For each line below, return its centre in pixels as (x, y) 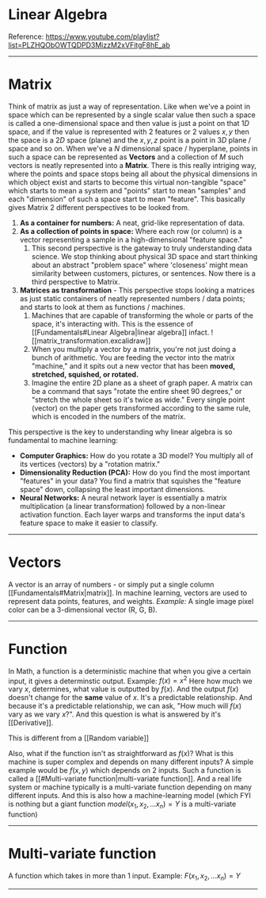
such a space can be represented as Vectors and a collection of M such (126, 157)
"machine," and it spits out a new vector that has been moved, (133, 365)
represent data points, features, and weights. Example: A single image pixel (131, 601)
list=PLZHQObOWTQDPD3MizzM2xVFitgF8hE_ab (89, 44)
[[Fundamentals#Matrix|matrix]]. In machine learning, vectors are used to (128, 593)
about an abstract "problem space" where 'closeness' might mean (140, 265)
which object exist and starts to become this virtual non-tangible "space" (127, 182)
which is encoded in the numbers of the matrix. (108, 416)
